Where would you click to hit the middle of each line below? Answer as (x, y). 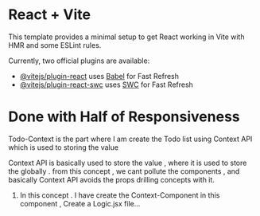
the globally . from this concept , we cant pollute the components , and (124, 171)
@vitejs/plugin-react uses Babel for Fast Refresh (99, 76)
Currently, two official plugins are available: (79, 61)
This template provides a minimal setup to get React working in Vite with (126, 37)
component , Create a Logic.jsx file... (80, 203)
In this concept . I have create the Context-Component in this (120, 195)
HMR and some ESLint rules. (55, 45)
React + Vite (50, 15)
